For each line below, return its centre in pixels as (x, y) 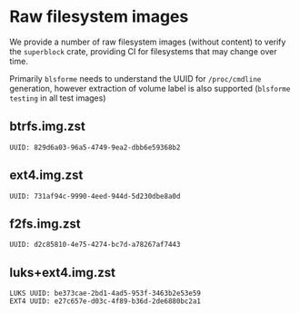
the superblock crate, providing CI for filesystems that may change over (143, 51)
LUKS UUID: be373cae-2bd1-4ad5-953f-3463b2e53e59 (105, 293)
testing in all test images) (58, 98)
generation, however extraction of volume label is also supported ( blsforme (150, 88)
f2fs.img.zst (45, 224)
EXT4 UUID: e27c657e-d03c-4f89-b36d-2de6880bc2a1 (105, 301)
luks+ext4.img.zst (63, 273)
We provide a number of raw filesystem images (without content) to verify (148, 42)
